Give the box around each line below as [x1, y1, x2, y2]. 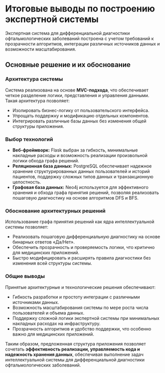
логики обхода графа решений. [12, 157, 80, 163]
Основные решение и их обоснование [5, 60, 131, 69]
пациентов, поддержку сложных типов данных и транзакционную [12, 173, 154, 179]
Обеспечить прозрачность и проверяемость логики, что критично [12, 244, 155, 250]
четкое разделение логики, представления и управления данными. [5, 92, 150, 98]
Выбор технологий [5, 135, 53, 142]
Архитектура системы [5, 75, 63, 82]
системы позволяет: [5, 224, 49, 230]
